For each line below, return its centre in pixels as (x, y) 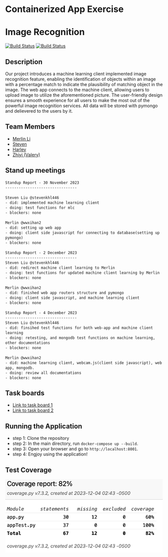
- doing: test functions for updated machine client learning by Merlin (82, 273)
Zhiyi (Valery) (26, 155)
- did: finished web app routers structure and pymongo (64, 293)
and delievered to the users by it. (39, 111)
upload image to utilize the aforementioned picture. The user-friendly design (84, 95)
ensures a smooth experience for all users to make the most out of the (77, 100)
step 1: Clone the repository (41, 438)
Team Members (30, 127)
